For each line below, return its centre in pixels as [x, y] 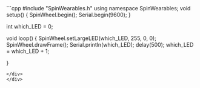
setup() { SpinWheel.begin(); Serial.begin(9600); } [69, 15]
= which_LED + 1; [28, 51]
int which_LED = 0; [30, 26]
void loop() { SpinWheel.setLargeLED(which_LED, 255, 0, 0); [81, 38]
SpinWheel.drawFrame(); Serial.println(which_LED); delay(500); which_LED [100, 45]
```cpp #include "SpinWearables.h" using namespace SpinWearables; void [98, 8]
